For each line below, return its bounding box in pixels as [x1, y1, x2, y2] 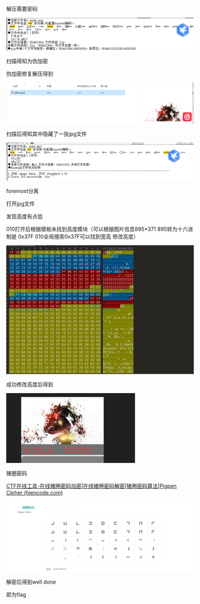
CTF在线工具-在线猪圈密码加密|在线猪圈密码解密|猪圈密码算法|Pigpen [6, 483, 177, 490]
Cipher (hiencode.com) [6, 489, 63, 496]
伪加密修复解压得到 [6, 70, 54, 78]
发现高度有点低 [6, 213, 43, 220]
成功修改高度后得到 [6, 381, 54, 388]
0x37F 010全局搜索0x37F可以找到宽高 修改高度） [17, 232, 139, 240]
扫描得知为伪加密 [6, 57, 48, 65]
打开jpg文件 [6, 200, 35, 207]
